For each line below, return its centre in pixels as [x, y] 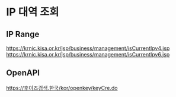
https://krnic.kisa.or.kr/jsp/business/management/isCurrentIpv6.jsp [88, 54]
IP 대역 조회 [33, 12]
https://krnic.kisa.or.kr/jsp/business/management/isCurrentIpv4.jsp [88, 48]
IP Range [23, 34]
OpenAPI [23, 73]
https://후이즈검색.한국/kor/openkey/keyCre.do [62, 88]
